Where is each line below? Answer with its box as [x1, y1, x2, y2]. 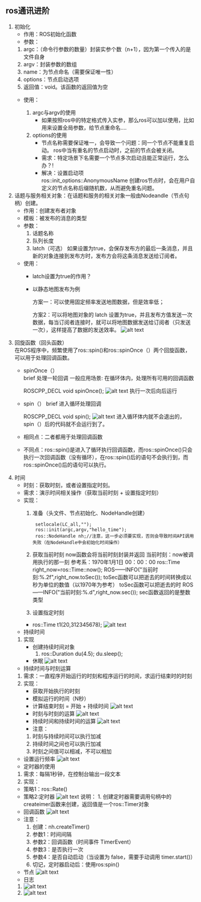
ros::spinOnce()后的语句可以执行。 [23, 461, 110, 468]
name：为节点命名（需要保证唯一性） [23, 68, 117, 75]
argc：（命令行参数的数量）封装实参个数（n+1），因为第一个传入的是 [23, 45, 191, 52]
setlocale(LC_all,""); [35, 521, 92, 527]
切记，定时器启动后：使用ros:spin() [32, 860, 120, 868]
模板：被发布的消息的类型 [23, 214, 87, 221]
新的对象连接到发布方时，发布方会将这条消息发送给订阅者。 [32, 252, 181, 259]
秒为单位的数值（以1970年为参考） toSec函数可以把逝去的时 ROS [32, 581, 194, 588]
